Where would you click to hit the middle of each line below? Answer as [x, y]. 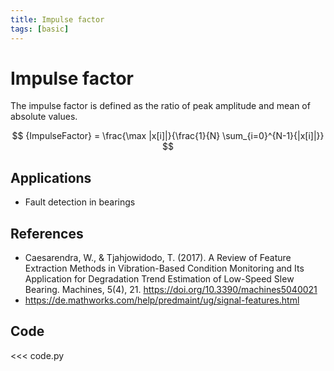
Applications [51, 177]
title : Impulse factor [57, 19]
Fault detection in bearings [80, 202]
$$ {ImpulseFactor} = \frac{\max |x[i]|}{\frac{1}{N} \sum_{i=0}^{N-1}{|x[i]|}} [168, 136]
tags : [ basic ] [40, 29]
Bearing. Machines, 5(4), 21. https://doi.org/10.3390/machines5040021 [171, 290]
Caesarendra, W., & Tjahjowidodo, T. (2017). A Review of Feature [158, 258]
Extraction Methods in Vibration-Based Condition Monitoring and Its [164, 268]
